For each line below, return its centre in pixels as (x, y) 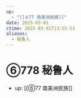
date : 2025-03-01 (27, 23)
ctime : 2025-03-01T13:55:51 (41, 28)
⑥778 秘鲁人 (40, 70)
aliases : (17, 34)
